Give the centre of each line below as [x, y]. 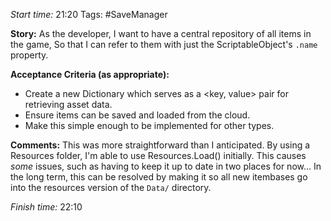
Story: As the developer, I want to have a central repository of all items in [161, 33]
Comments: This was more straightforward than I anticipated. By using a [160, 145]
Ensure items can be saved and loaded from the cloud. [137, 115]
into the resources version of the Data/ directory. [111, 187]
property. [29, 55]
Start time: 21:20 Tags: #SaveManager [89, 14]
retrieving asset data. [68, 104]
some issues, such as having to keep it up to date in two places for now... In [166, 166]
